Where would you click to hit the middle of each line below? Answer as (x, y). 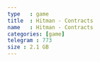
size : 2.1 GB (28, 47)
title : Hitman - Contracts (50, 21)
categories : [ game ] (36, 34)
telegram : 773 (30, 41)
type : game (28, 14)
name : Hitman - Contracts (50, 27)
